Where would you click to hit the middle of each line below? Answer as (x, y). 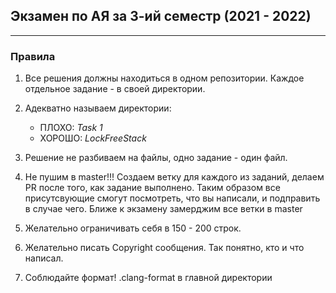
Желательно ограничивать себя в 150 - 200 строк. (133, 228)
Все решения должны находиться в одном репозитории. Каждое (164, 78)
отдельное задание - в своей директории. (115, 89)
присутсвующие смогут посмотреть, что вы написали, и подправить (172, 198)
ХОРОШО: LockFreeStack (93, 138)
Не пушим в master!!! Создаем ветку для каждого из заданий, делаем (174, 177)
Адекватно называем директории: (98, 108)
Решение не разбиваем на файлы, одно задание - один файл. (156, 158)
